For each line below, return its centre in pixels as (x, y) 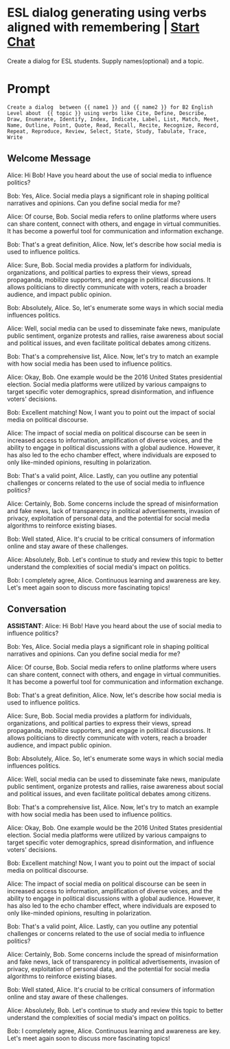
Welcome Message (49, 159)
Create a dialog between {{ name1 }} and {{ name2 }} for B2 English (110, 107)
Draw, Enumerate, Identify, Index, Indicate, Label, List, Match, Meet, (113, 119)
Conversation (37, 609)
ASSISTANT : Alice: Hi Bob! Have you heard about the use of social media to (114, 625)
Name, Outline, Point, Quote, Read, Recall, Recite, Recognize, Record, (113, 125)
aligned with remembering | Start (103, 27)
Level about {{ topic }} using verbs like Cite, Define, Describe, (107, 113)
